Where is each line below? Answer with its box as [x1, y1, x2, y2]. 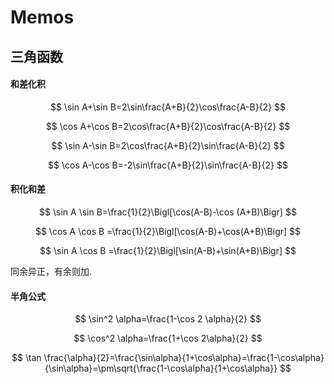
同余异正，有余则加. [10, 265, 93, 277]
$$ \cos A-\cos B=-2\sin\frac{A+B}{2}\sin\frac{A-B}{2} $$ [48, 159, 288, 171]
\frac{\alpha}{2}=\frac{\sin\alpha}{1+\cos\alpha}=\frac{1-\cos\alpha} [43, 352, 325, 364]
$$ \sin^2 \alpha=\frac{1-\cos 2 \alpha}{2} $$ [74, 313, 262, 325]
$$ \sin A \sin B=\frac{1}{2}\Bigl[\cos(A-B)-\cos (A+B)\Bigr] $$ [39, 206, 297, 218]
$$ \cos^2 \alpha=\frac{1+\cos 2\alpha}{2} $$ [73, 332, 263, 345]
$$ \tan [11, 352, 42, 364]
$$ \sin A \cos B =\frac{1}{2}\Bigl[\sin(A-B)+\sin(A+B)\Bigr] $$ [39, 244, 297, 256]
